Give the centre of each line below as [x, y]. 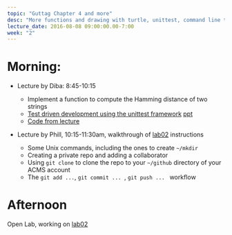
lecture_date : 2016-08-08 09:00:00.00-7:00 [71, 26]
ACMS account [49, 170]
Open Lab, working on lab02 [48, 224]
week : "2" [21, 33]
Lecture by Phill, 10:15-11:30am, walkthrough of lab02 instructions [110, 134]
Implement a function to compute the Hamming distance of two [117, 99]
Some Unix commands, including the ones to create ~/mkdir [113, 148]
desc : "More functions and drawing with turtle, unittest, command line [114, 20]
